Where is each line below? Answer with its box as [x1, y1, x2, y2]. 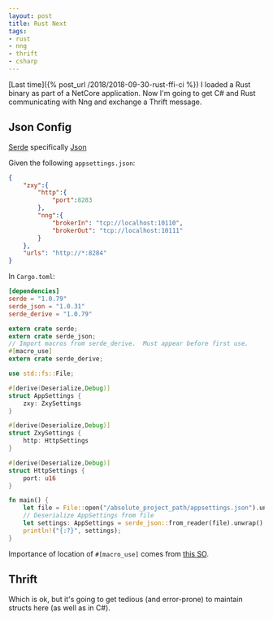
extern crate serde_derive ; [8, 355, 104, 363]
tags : [8, 27, 27, 35]
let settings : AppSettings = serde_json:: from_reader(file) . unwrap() [23, 519, 264, 527]
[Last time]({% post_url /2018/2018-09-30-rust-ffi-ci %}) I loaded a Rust [8, 79, 251, 90]
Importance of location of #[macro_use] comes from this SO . [8, 548, 210, 558]
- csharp [8, 58, 38, 66]
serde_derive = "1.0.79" [8, 310, 93, 318]
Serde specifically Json [8, 142, 87, 151]
